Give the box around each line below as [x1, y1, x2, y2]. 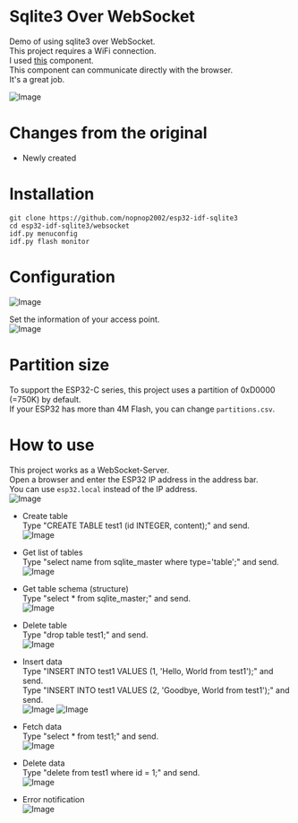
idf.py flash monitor [9, 237, 90, 246]
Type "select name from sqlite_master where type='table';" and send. [21, 556, 279, 567]
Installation [9, 184, 95, 204]
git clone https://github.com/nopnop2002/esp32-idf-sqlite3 [9, 213, 239, 222]
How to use [9, 435, 95, 455]
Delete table [21, 619, 67, 630]
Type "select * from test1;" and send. [21, 731, 159, 741]
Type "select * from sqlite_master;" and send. [21, 593, 191, 603]
